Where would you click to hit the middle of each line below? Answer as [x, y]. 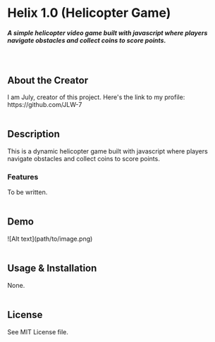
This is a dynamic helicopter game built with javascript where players [107, 151]
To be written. [27, 192]
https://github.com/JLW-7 [45, 104]
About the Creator [48, 80]
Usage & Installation [52, 268]
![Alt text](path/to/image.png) [50, 239]
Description [33, 134]
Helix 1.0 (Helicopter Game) [89, 13]
